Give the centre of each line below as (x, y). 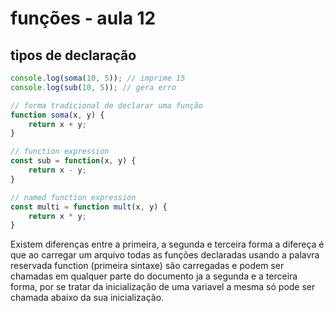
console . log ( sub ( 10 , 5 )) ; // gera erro (93, 87)
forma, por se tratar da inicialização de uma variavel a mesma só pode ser (163, 287)
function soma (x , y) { (57, 115)
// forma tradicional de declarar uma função (106, 105)
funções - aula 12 (83, 18)
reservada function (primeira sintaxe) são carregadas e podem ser (147, 266)
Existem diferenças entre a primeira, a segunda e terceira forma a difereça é (167, 244)
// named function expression (73, 197)
